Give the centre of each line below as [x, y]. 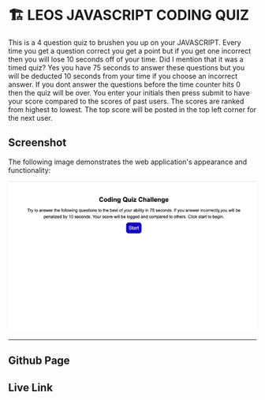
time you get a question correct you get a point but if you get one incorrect [130, 50]
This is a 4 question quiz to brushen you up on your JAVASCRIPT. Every [125, 42]
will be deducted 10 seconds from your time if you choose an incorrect [123, 76]
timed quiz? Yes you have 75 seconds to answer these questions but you [127, 67]
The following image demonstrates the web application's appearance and [128, 162]
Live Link [31, 387]
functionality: [30, 170]
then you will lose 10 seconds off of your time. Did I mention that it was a [126, 59]
